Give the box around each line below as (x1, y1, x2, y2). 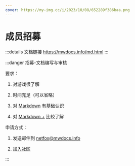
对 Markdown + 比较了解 (12, 113, 64, 119)
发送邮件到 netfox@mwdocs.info (12, 135, 81, 141)
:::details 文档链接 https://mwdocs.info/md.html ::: (5, 49, 109, 55)
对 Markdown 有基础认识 (12, 103, 64, 109)
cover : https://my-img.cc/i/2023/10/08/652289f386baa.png (5, 7, 130, 13)
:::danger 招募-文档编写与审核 (5, 59, 67, 65)
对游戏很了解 (12, 81, 39, 87)
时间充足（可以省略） (12, 92, 57, 98)
